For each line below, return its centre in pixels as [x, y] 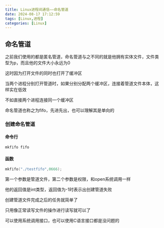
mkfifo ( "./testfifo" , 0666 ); [34, 169]
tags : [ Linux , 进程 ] [24, 19]
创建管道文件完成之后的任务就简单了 [41, 200]
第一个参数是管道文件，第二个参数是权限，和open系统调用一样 [68, 179]
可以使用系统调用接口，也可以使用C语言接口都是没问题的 [62, 221]
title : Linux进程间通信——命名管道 [37, 9]
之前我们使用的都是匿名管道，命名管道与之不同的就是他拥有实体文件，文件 [80, 57]
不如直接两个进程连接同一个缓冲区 [39, 100]
